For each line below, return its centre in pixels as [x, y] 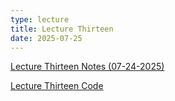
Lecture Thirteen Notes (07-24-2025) [87, 67]
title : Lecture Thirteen [62, 29]
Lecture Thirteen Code [57, 86]
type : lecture [40, 19]
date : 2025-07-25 [46, 38]
